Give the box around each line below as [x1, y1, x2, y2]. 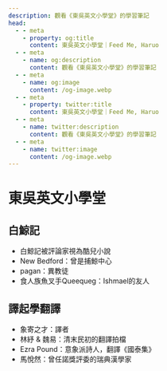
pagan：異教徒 [19, 266, 69, 276]
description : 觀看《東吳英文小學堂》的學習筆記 [8, 11, 150, 20]
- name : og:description [22, 57, 102, 65]
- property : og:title [22, 34, 94, 42]
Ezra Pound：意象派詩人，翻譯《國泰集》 [19, 345, 156, 354]
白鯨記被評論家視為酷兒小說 [19, 247, 111, 256]
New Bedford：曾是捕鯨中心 [19, 256, 113, 266]
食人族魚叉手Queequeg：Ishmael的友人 [19, 276, 150, 286]
